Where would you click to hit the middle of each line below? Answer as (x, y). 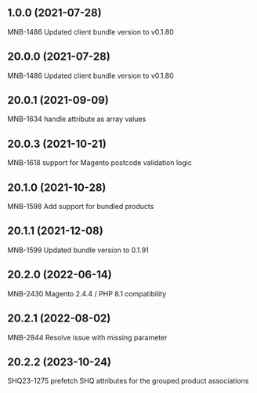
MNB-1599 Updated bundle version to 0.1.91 (78, 250)
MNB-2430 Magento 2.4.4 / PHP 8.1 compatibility (87, 293)
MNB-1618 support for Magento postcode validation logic (100, 163)
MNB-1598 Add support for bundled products (81, 207)
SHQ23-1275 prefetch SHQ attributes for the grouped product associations (128, 381)
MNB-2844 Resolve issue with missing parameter (87, 337)
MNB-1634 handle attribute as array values (77, 119)
